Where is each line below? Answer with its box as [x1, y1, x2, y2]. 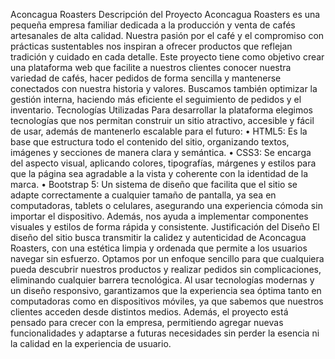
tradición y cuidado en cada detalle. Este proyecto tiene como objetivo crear [10, 51, 325, 63]
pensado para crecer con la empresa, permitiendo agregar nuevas [10, 317, 284, 328]
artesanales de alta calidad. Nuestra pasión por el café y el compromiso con [10, 30, 325, 41]
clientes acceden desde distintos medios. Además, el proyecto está [10, 306, 289, 318]
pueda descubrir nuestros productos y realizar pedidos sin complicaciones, [10, 264, 322, 275]
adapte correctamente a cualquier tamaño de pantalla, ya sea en [10, 189, 277, 201]
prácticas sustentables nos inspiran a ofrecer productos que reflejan [10, 40, 293, 52]
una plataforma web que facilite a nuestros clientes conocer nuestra [10, 62, 292, 73]
